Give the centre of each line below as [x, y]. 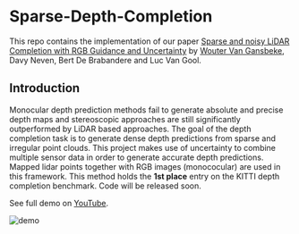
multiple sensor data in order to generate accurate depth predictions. [137, 157]
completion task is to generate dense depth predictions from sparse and [142, 138]
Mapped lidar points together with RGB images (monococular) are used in [145, 166]
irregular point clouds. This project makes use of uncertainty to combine [142, 147]
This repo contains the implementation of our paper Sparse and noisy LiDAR [149, 41]
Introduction [45, 88]
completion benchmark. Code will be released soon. [105, 186]
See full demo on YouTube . [59, 203]
